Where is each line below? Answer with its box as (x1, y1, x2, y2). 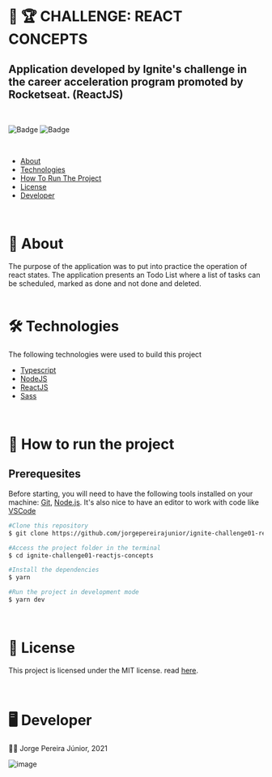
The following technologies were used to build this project (8, 349, 202, 359)
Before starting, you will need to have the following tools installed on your (8, 489, 253, 498)
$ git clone (8, 529, 49, 537)
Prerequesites (8, 467, 81, 481)
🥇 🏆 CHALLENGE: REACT (8, 7, 183, 26)
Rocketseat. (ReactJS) (8, 88, 124, 101)
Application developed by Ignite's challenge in (8, 62, 247, 76)
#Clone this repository (8, 521, 89, 530)
